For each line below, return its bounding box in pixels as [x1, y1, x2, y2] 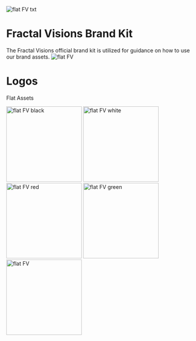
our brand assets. [6, 53, 50, 60]
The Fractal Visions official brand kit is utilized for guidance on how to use [6, 46, 190, 54]
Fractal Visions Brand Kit [6, 27, 133, 40]
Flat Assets [6, 94, 34, 101]
